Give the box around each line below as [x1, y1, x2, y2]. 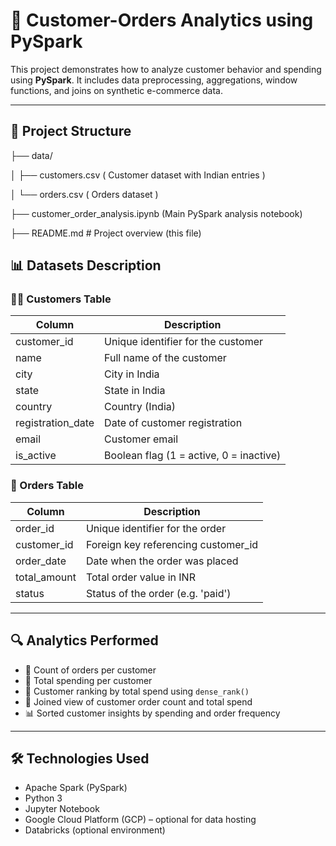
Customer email [104, 432, 179, 446]
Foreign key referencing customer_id [85, 537, 259, 551]
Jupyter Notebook [24, 803, 100, 815]
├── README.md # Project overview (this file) [10, 227, 202, 239]
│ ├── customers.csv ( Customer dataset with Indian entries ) [10, 169, 266, 181]
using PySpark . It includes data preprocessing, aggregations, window [10, 74, 298, 86]
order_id [15, 521, 55, 535]
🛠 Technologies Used [10, 750, 150, 767]
